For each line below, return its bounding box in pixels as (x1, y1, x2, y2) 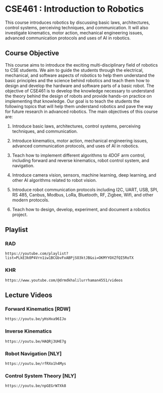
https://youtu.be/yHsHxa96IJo (5, 317, 67, 322)
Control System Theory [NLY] (5, 372, 76, 379)
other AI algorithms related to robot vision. (12, 177, 97, 183)
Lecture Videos (5, 291, 53, 300)
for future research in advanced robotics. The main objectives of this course (5, 108, 158, 114)
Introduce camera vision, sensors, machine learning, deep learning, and (12, 172, 157, 178)
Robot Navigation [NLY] (5, 350, 62, 357)
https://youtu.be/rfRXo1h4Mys (5, 361, 67, 366)
